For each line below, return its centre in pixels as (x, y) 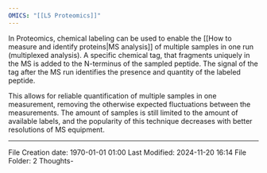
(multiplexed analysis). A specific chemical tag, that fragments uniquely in (129, 55)
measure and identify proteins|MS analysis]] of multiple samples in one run (131, 46)
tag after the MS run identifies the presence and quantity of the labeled (124, 71)
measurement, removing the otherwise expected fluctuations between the (130, 104)
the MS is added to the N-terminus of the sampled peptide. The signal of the (133, 63)
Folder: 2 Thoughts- (41, 160)
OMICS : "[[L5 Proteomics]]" (55, 15)
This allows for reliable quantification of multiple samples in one (112, 95)
